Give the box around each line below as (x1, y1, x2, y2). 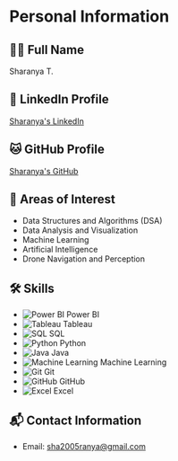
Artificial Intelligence (21, 244, 98, 255)
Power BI (66, 309, 100, 320)
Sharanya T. (9, 66, 54, 76)
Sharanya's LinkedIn (9, 115, 85, 127)
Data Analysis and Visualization (21, 225, 139, 235)
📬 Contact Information (9, 412, 142, 428)
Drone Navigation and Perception (21, 253, 146, 264)
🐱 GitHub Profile (9, 142, 105, 157)
